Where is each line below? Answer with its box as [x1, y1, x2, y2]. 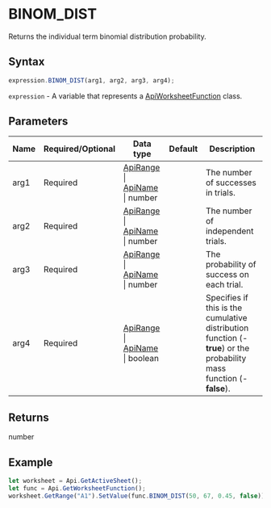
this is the [205, 302, 243, 313]
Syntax [8, 55, 45, 69]
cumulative [205, 313, 248, 324]
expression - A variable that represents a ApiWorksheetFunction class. [8, 90, 243, 101]
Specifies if [205, 292, 248, 304]
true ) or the [205, 342, 250, 354]
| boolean [123, 353, 160, 364]
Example [8, 456, 53, 469]
